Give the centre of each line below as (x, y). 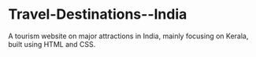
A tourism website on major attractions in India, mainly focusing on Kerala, (128, 36)
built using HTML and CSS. (52, 44)
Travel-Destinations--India (98, 14)
